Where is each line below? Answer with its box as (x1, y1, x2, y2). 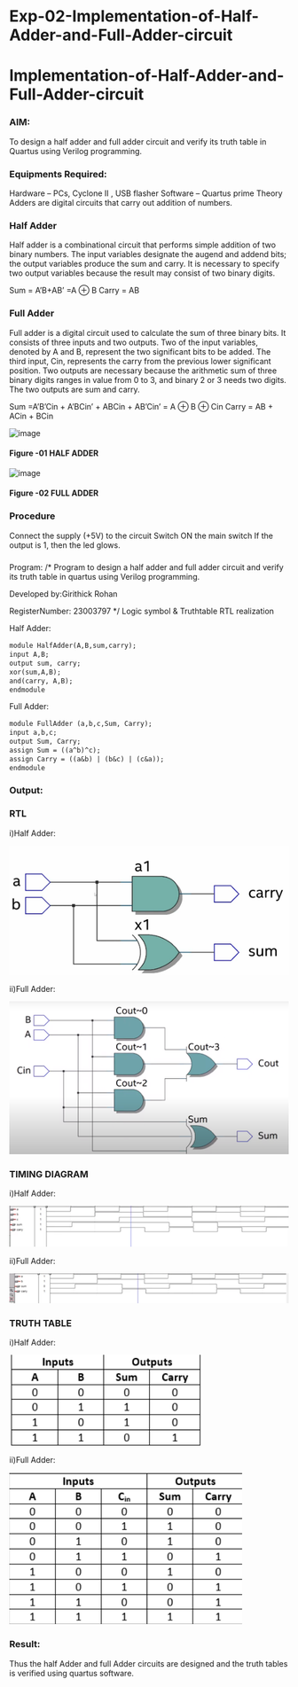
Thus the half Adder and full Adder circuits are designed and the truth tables (9, 1658, 288, 1668)
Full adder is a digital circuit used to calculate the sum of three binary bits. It (9, 327, 286, 338)
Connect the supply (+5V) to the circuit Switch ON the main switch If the (9, 530, 273, 541)
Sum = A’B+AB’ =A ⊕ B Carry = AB (9, 285, 140, 296)
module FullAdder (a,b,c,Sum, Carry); (9, 719, 153, 728)
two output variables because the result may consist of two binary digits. (9, 268, 276, 278)
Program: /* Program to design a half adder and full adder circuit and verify (9, 561, 284, 573)
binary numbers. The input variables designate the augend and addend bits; (9, 249, 286, 260)
